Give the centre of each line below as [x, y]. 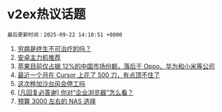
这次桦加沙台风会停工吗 [51, 83]
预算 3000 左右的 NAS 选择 [56, 101]
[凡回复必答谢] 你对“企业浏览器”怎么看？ [76, 92]
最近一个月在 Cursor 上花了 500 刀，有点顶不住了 [89, 75]
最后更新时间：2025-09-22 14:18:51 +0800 [65, 35]
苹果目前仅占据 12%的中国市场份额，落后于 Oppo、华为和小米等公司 [116, 66]
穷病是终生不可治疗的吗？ [54, 48]
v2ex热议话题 [47, 14]
